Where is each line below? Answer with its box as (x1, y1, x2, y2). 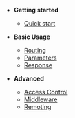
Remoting (23, 103, 52, 110)
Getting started (13, 6, 58, 14)
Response (23, 61, 53, 69)
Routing (23, 47, 46, 54)
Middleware (23, 95, 58, 103)
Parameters (23, 53, 57, 62)
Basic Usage (13, 33, 50, 41)
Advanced (13, 74, 45, 83)
